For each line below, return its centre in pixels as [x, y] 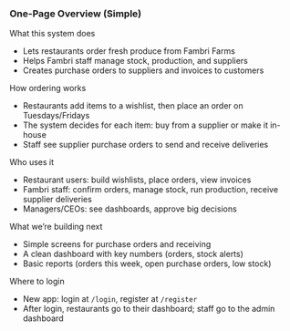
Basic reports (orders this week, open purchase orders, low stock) [147, 264]
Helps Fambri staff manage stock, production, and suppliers [135, 61]
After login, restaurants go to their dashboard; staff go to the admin [149, 309]
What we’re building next [56, 227]
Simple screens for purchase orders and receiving [117, 244]
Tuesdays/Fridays [56, 116]
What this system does [52, 34]
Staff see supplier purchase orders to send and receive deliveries [145, 145]
